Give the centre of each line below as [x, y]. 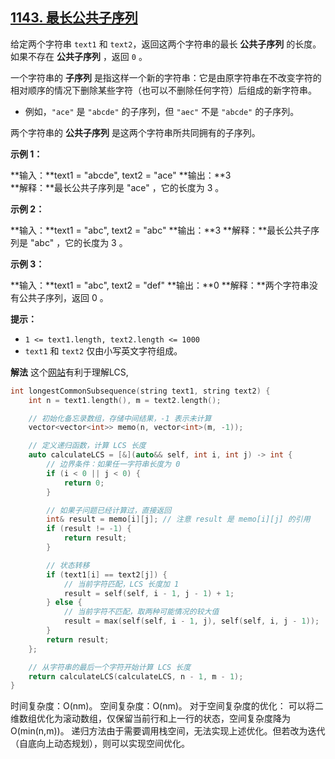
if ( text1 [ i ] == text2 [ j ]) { [107, 574]
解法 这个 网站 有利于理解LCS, [69, 372]
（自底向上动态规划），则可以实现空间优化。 [100, 744]
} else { [64, 603]
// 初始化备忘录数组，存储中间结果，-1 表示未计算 [120, 418]
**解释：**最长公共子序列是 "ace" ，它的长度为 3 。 [117, 187]
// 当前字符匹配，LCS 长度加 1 [121, 584]
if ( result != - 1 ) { [89, 529]
